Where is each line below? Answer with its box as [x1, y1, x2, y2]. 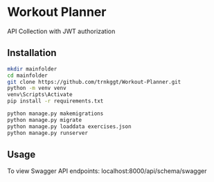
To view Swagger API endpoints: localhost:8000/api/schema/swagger [7, 167, 207, 175]
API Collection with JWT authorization [7, 27, 116, 35]
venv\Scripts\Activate [7, 91, 73, 98]
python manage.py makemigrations [7, 110, 104, 117]
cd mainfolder [7, 72, 48, 79]
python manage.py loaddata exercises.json [7, 122, 132, 130]
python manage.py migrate [7, 116, 82, 123]
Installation [7, 47, 57, 59]
